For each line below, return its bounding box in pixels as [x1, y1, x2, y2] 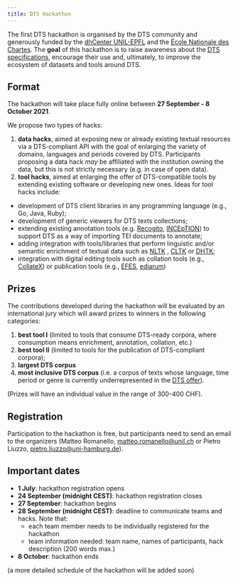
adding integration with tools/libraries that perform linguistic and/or [17, 239, 215, 248]
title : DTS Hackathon [7, 10, 72, 18]
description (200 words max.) [28, 544, 116, 553]
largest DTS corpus [17, 361, 76, 370]
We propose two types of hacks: [7, 121, 103, 130]
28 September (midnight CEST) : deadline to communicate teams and [17, 506, 222, 515]
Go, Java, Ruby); [17, 209, 67, 218]
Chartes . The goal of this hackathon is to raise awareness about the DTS [7, 45, 220, 53]
